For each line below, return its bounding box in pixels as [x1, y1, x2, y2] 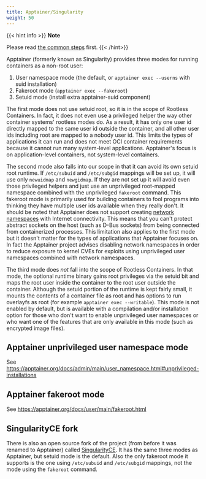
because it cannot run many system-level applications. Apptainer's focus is [6, 144, 197, 151]
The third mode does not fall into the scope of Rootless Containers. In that [6, 266, 193, 273]
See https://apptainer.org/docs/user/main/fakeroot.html [6, 405, 147, 413]
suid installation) [15, 80, 57, 88]
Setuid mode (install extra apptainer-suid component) [15, 93, 151, 101]
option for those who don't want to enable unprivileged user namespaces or [6, 311, 199, 319]
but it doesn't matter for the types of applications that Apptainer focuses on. [6, 234, 199, 242]
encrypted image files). [6, 324, 66, 332]
